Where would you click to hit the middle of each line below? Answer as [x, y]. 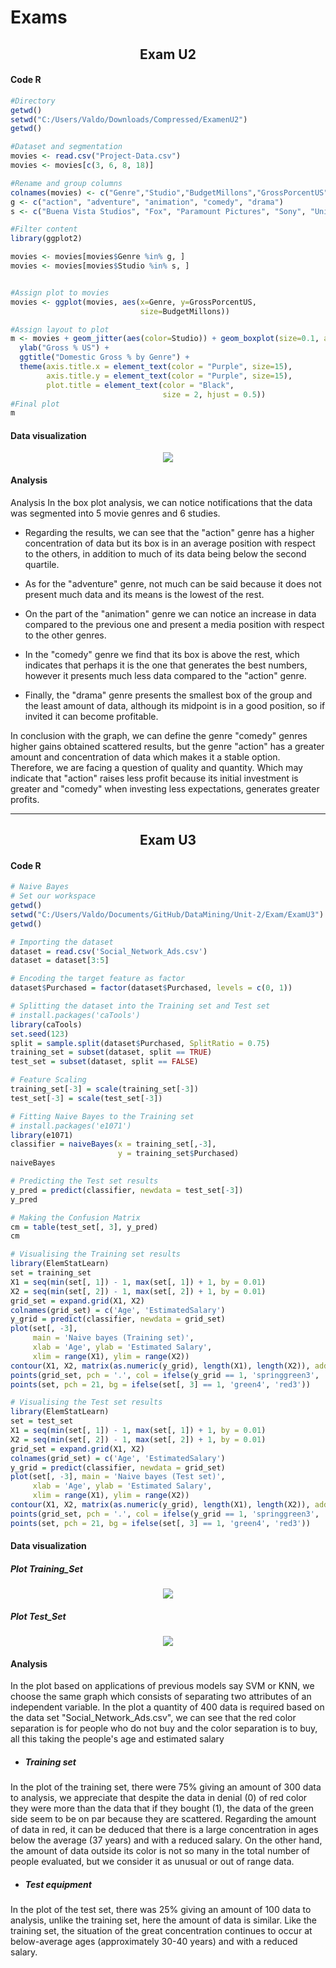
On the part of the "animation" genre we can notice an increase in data [170, 613]
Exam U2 [168, 54]
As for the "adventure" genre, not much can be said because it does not [173, 583]
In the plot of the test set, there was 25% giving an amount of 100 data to [161, 1910]
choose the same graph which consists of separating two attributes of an [161, 1697]
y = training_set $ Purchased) [178, 1154]
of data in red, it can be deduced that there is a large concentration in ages [164, 1830]
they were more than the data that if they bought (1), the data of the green [162, 1808]
